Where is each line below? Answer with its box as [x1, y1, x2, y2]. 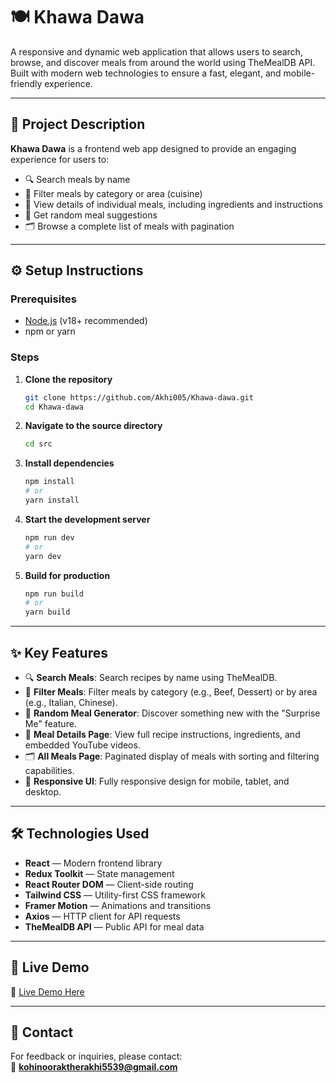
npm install [24, 477, 75, 487]
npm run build [24, 589, 84, 599]
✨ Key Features [10, 644, 108, 661]
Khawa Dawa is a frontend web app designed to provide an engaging [10, 142, 297, 154]
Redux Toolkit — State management [24, 867, 175, 879]
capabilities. [24, 765, 75, 777]
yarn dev [24, 551, 62, 561]
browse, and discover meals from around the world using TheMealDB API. [10, 56, 316, 68]
